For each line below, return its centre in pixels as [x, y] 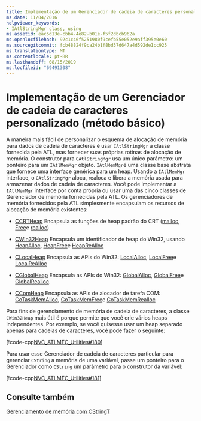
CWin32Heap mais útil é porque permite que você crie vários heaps [87, 318]
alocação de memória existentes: [47, 210]
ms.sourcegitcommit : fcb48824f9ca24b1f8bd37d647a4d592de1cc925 [87, 46]
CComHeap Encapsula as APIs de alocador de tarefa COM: [88, 293]
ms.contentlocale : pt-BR [37, 56]
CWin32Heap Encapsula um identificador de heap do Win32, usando [100, 239]
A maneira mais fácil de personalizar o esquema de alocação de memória [97, 139]
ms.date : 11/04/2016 [32, 17]
